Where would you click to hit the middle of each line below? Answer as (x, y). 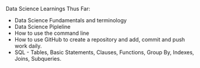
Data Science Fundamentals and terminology (71, 20)
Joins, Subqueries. (38, 59)
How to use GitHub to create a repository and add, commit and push (100, 39)
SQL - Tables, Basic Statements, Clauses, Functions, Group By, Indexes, (104, 52)
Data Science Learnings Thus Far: (48, 9)
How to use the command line (52, 33)
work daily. (28, 46)
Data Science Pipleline (42, 27)
